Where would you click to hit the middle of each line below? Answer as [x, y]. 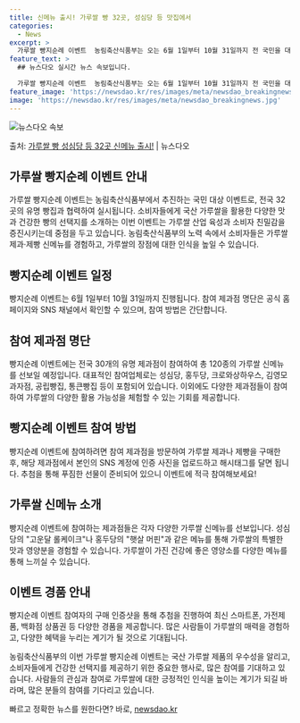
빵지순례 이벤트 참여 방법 [73, 429]
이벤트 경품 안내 [50, 592]
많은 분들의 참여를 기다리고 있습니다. [91, 690]
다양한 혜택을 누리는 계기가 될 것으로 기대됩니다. [104, 638]
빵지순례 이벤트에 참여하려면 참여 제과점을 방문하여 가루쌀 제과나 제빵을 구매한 [145, 451]
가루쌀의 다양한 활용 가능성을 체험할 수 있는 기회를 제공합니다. [133, 397]
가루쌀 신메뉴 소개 [55, 504]
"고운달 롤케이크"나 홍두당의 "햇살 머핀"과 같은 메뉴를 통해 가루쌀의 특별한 [154, 539]
